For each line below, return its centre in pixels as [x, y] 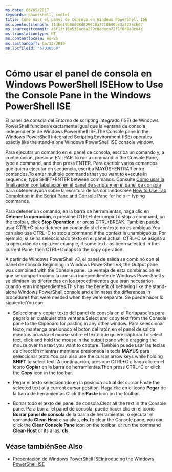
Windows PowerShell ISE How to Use [84, 84]
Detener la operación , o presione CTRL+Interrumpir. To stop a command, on [85, 216]
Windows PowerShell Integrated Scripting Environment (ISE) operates [79, 137]
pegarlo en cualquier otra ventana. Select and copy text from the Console [90, 318]
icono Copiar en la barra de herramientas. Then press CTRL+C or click [87, 367]
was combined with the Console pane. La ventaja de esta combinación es [83, 270]
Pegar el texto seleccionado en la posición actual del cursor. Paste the [86, 382]
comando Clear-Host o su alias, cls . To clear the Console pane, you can [88, 419]
